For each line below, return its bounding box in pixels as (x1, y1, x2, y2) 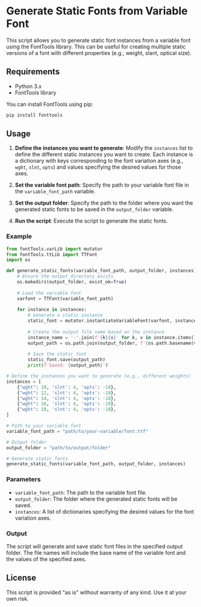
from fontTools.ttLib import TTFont (6, 251, 98, 258)
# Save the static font (28, 351, 87, 357)
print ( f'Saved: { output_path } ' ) (28, 362, 109, 368)
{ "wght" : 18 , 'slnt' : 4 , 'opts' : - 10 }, (17, 407, 117, 413)
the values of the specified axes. (6, 555, 87, 563)
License (6, 573, 36, 583)
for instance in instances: (17, 307, 87, 313)
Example (6, 232, 32, 240)
